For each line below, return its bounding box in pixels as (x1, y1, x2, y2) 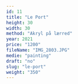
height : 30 (6, 20, 33, 25)
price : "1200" (6, 42, 41, 48)
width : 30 (6, 25, 31, 31)
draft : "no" (6, 58, 35, 64)
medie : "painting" (6, 53, 51, 59)
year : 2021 (6, 36, 33, 42)
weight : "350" (6, 69, 41, 75)
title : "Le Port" (6, 14, 49, 20)
